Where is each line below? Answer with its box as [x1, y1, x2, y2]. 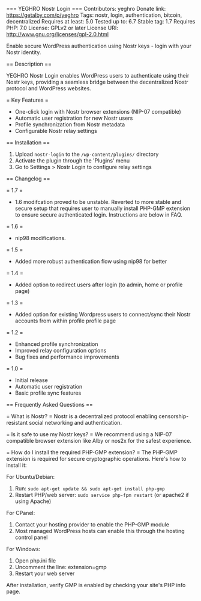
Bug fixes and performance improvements [14, 353, 119, 360]
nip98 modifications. [14, 235, 66, 241]
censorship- [158, 413, 189, 420]
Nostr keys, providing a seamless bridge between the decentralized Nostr [6, 78, 189, 85]
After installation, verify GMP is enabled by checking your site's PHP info [6, 582, 186, 588]
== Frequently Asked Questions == [6, 401, 93, 408]
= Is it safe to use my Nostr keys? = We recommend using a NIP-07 [6, 431, 172, 438]
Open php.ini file [14, 557, 56, 564]
